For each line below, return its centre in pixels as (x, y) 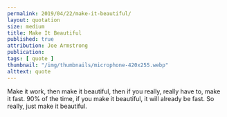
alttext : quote (29, 71)
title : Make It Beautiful (44, 33)
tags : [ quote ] (30, 59)
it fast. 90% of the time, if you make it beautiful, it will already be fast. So (111, 98)
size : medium (26, 26)
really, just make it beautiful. (47, 106)
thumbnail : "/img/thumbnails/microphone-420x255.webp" (88, 65)
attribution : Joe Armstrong (48, 46)
